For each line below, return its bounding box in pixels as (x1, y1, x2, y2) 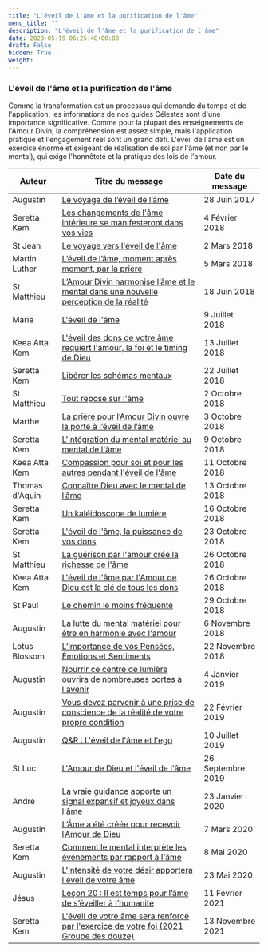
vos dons (61, 536, 97, 548)
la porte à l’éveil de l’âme (61, 421, 154, 432)
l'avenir (61, 684, 90, 695)
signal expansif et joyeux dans (61, 796, 175, 807)
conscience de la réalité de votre (61, 707, 184, 718)
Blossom (12, 651, 45, 662)
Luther (12, 263, 37, 274)
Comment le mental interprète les (61, 842, 187, 853)
